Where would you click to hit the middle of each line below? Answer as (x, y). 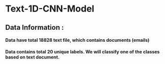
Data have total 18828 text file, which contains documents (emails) (77, 40)
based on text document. (32, 57)
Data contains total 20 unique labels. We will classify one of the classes (82, 51)
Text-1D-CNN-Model (50, 9)
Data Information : (35, 27)
